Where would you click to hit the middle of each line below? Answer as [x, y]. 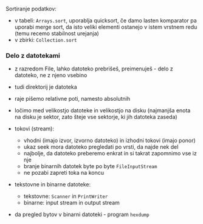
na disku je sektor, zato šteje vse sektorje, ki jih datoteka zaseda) [96, 117]
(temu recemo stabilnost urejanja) [57, 33]
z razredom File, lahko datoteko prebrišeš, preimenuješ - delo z [94, 69]
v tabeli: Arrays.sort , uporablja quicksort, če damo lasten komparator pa [105, 20]
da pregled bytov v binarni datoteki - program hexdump [82, 214]
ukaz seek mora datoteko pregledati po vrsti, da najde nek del [101, 147]
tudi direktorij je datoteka [46, 87]
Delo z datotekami [33, 55]
